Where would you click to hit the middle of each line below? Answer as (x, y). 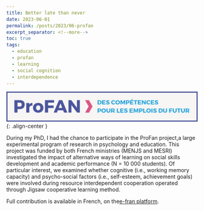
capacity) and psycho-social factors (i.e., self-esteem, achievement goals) (100, 177)
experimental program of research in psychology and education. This (93, 144)
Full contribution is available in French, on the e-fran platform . (83, 201)
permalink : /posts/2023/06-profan (50, 26)
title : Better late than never (46, 13)
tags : (13, 45)
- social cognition (36, 71)
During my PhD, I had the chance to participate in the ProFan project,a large (101, 138)
